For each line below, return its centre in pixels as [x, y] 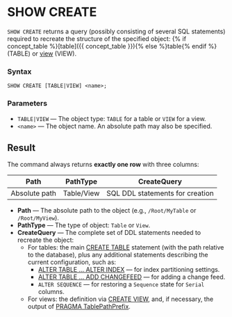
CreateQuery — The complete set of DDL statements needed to [109, 233]
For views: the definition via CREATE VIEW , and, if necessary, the [121, 299]
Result [22, 148]
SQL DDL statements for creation [160, 193]
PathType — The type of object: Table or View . [84, 225]
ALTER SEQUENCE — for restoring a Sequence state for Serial [121, 284]
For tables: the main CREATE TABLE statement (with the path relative [126, 247]
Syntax [19, 72]
